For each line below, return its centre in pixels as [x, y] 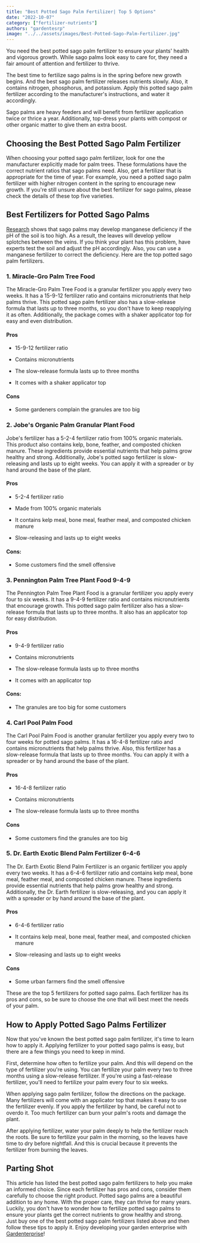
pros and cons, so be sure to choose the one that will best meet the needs [98, 999]
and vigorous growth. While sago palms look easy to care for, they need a [97, 57]
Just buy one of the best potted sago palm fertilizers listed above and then [98, 1221]
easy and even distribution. [40, 321]
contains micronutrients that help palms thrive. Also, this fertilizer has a [93, 748]
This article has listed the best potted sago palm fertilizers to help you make [99, 1183]
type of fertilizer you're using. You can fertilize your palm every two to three [99, 1070]
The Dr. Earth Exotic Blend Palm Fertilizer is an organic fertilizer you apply [97, 866]
